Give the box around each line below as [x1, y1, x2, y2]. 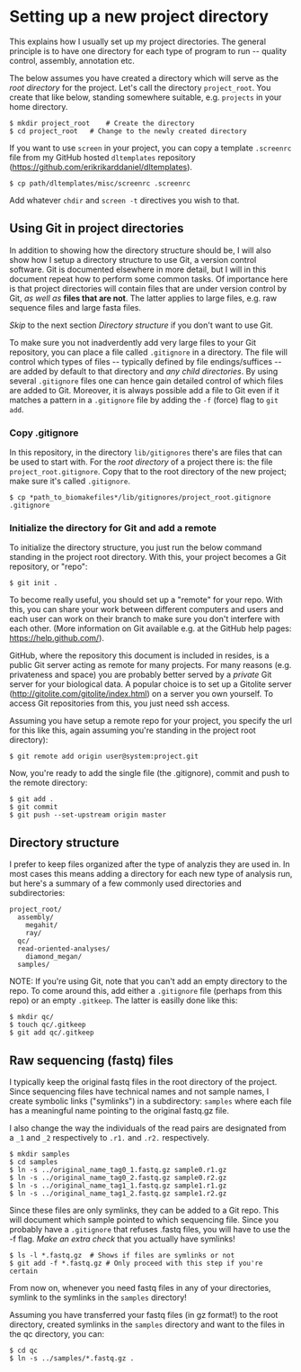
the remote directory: [9, 777, 88, 789]
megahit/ [25, 921, 58, 930]
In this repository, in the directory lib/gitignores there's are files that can [9, 447, 283, 458]
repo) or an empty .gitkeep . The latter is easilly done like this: [9, 995, 238, 1006]
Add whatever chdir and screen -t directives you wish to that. [9, 194, 240, 205]
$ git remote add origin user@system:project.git [9, 752, 199, 762]
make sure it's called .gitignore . [9, 475, 130, 487]
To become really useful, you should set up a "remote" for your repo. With [9, 594, 283, 605]
